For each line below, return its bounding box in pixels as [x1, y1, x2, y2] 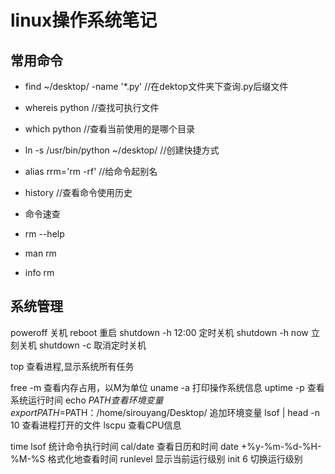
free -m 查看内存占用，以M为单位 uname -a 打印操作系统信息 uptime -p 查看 [10, 381, 325, 393]
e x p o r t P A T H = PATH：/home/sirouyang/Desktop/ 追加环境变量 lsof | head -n [10, 406, 320, 418]
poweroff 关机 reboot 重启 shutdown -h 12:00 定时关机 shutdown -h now [10, 326, 309, 338]
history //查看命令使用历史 [24, 187, 133, 198]
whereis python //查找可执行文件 [24, 102, 160, 113]
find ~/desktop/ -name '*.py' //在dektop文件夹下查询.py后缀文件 [24, 81, 289, 92]
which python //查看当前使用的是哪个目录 [24, 123, 196, 135]
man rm [24, 247, 57, 259]
